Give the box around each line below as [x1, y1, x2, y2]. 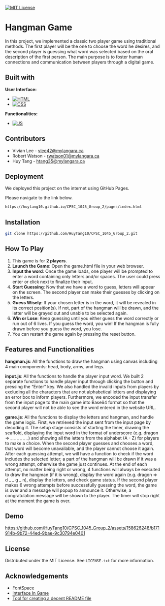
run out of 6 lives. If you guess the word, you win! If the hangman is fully [12, 320, 159, 326]
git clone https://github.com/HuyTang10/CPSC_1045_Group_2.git [5, 231, 138, 236]
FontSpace [12, 585, 34, 591]
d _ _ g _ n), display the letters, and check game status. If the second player [5, 477, 158, 482]
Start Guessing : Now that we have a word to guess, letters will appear [12, 284, 155, 290]
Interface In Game [12, 590, 49, 596]
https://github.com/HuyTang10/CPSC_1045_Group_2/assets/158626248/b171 [5, 525, 160, 531]
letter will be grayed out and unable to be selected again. [12, 310, 128, 316]
